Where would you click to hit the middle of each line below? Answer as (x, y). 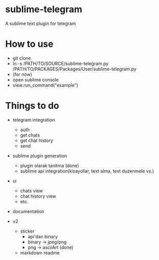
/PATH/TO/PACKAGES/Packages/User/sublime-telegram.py (74, 69)
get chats (30, 135)
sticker (27, 231)
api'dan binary (43, 236)
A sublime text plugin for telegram (41, 23)
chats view (31, 191)
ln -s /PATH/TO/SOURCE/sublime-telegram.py (61, 63)
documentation (28, 211)
